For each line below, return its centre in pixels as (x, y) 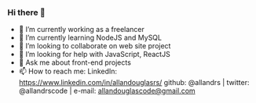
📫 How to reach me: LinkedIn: (68, 71)
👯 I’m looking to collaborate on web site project (95, 46)
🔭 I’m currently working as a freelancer (81, 30)
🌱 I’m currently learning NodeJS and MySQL (90, 37)
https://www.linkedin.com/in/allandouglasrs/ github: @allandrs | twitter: (134, 83)
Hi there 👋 (27, 12)
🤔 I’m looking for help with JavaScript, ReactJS (94, 55)
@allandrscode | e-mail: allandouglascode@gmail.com (107, 91)
